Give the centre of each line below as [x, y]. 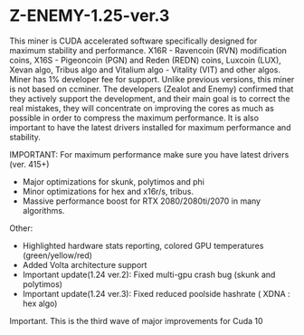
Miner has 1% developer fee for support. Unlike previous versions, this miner [152, 79]
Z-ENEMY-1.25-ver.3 [90, 16]
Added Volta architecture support [85, 264]
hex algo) [40, 303]
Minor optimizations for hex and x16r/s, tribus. [108, 191]
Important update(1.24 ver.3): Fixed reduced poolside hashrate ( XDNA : [157, 293]
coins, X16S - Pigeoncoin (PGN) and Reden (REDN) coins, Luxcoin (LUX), [146, 60]
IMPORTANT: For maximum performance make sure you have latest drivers [149, 154]
